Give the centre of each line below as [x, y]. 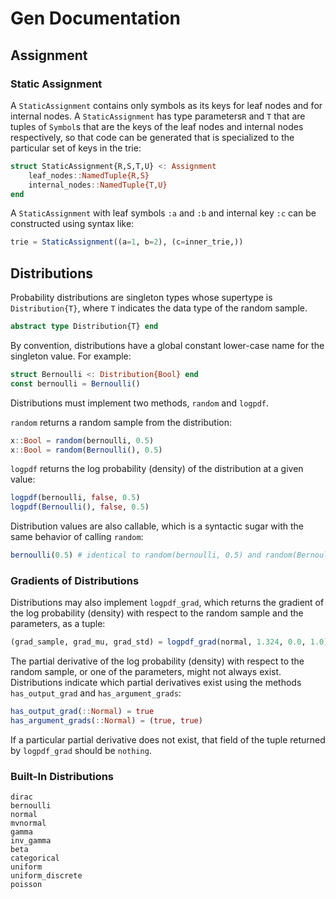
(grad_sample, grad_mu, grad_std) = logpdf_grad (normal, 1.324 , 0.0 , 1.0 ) [169, 642]
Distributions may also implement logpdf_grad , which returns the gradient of [167, 603]
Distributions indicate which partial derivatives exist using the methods [156, 683]
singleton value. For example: [71, 356]
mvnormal [28, 823]
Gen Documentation [95, 18]
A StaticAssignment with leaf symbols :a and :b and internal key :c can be [163, 213]
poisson [26, 885]
